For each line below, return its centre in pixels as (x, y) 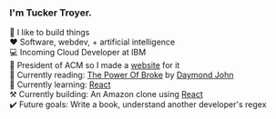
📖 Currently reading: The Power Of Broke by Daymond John (122, 75)
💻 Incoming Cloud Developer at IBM (78, 53)
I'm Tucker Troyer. (51, 13)
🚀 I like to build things (50, 33)
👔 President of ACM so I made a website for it (95, 65)
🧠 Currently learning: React (60, 84)
